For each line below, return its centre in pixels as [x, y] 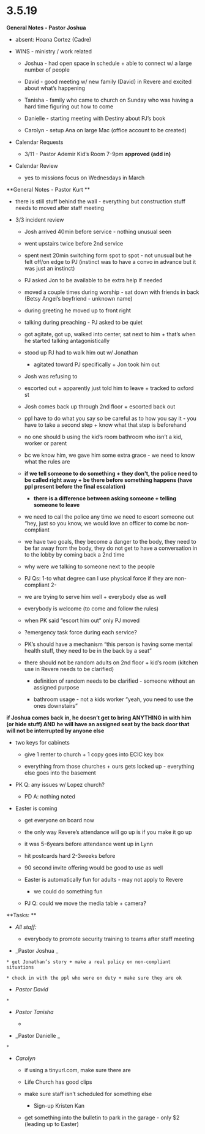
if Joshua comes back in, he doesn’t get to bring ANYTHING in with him [99, 718]
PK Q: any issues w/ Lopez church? [60, 784]
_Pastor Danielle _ [37, 1035]
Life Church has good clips [58, 1082]
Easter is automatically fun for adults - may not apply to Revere [104, 879]
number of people [47, 69]
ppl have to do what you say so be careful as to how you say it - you [110, 418]
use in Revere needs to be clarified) [69, 669]
